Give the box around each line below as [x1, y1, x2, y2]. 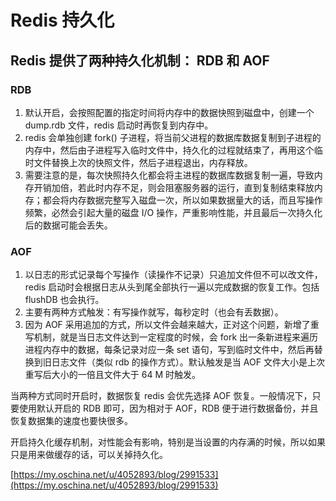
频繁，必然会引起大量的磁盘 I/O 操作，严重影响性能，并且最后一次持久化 [24, 206, 323, 218]
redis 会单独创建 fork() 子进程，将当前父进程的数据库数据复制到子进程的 [24, 131, 322, 143]
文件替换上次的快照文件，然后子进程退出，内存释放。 [33, 156, 253, 168]
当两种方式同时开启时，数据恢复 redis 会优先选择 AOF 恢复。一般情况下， [10, 390, 313, 402]
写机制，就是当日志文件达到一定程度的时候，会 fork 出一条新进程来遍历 [24, 331, 319, 343]
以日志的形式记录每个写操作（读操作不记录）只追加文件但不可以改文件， [24, 269, 323, 281]
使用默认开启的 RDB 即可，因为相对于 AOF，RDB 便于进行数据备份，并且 [18, 402, 319, 415]
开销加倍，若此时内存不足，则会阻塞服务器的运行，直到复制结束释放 [33, 181, 315, 193]
